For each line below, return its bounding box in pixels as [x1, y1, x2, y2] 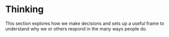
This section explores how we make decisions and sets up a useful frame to [5, 20, 164, 26]
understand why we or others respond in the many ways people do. [5, 25, 147, 31]
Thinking [5, 4, 44, 15]
